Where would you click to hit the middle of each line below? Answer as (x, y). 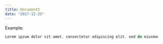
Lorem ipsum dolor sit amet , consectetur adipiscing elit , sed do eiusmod (82, 37)
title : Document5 (23, 9)
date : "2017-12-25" (25, 14)
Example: (14, 28)
